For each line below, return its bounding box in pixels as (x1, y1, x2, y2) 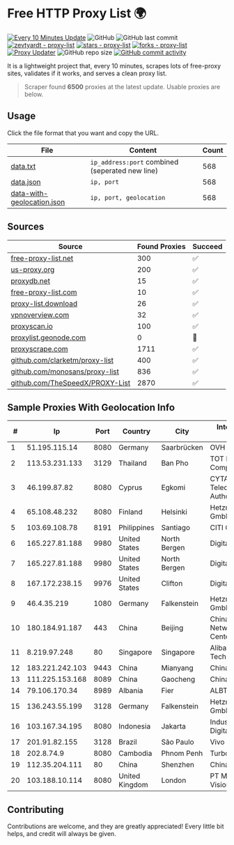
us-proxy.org (10, 264, 55, 274)
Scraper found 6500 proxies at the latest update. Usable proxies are (24, 82, 221, 91)
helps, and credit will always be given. (7, 830, 116, 838)
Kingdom (118, 780, 148, 790)
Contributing (7, 803, 64, 816)
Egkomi (161, 482, 186, 492)
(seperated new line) (90, 165, 159, 175)
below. (24, 90, 44, 98)
